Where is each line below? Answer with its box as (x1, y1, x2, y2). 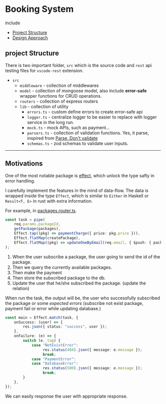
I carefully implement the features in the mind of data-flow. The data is (5, 187, 149, 193)
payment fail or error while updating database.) (5, 305, 101, 311)
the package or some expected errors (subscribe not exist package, (5, 300, 144, 306)
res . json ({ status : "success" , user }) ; (23, 324, 107, 329)
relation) (12, 285, 30, 291)
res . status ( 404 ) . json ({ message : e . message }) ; (42, 347, 142, 352)
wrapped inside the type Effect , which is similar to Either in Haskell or (5, 192, 149, 199)
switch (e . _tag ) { (23, 338, 61, 343)
